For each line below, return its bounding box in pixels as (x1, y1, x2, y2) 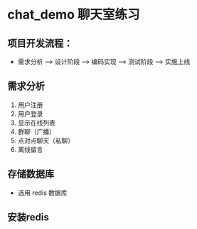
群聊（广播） (17, 127, 55, 136)
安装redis (7, 211, 50, 223)
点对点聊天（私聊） (17, 136, 75, 145)
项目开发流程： (7, 37, 73, 49)
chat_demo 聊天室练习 (7, 6, 140, 23)
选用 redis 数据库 (17, 188, 68, 197)
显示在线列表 (17, 118, 55, 127)
